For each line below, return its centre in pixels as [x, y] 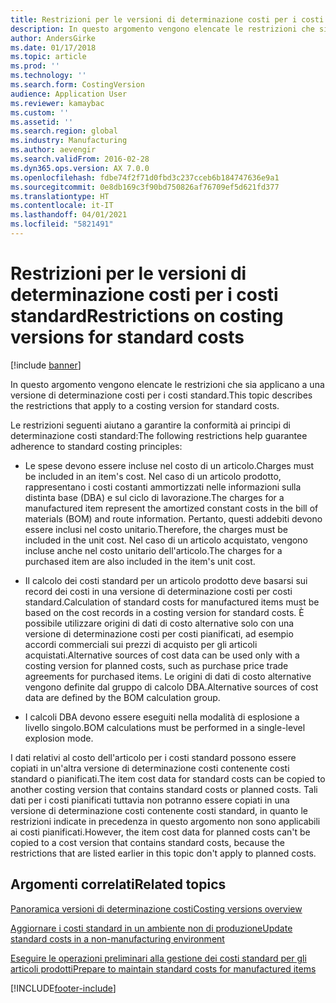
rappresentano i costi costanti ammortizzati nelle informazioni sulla [163, 487]
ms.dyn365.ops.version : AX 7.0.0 [80, 168]
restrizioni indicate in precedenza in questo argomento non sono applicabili [165, 821]
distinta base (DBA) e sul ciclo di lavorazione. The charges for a [154, 497]
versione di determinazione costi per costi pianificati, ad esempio [159, 633]
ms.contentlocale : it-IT [62, 206]
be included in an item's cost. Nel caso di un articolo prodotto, [153, 476]
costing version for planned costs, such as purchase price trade [156, 665]
